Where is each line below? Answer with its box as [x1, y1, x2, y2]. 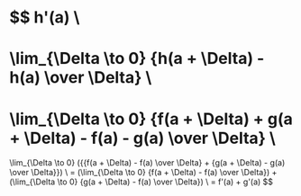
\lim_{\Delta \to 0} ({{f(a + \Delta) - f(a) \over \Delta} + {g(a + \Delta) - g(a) [9, 157, 286, 168]
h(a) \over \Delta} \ [9, 67, 152, 88]
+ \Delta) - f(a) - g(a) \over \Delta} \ [9, 128, 277, 148]
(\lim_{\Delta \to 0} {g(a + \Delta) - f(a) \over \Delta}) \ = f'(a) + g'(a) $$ [9, 176, 273, 187]
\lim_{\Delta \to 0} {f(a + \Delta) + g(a [9, 109, 293, 129]
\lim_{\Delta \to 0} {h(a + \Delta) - [9, 49, 265, 69]
